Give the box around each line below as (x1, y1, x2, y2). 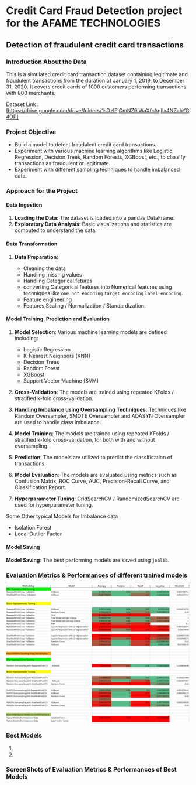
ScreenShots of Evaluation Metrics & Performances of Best (6, 766, 177, 774)
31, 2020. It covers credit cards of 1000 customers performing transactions (6, 83, 187, 90)
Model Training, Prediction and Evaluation (6, 315, 110, 323)
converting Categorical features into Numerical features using (23, 283, 172, 291)
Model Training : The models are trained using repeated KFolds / (14, 429, 170, 437)
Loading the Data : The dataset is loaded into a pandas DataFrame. (14, 214, 175, 221)
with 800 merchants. (6, 89, 56, 96)
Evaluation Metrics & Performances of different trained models (6, 571, 188, 579)
